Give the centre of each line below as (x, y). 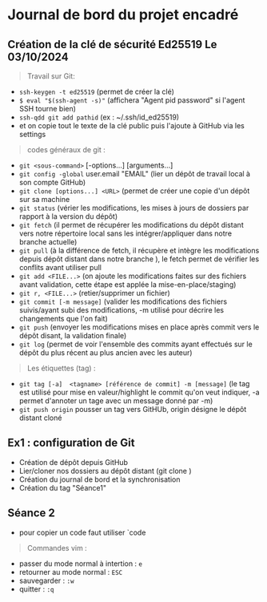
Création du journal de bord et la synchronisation (100, 479)
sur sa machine (44, 199)
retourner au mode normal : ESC (71, 572)
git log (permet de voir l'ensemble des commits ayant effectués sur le (135, 344)
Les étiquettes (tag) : (62, 368)
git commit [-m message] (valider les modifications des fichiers (123, 301)
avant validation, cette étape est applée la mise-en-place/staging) (128, 285)
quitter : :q (36, 589)
